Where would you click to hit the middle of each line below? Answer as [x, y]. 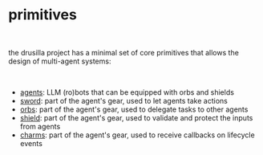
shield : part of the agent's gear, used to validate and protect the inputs [136, 117]
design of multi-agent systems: [60, 61]
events [31, 143]
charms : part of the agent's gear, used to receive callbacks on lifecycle [137, 135]
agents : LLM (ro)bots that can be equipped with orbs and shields [127, 92]
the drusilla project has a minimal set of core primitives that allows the [123, 52]
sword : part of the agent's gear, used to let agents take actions [124, 100]
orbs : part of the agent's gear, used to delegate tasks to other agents [134, 109]
